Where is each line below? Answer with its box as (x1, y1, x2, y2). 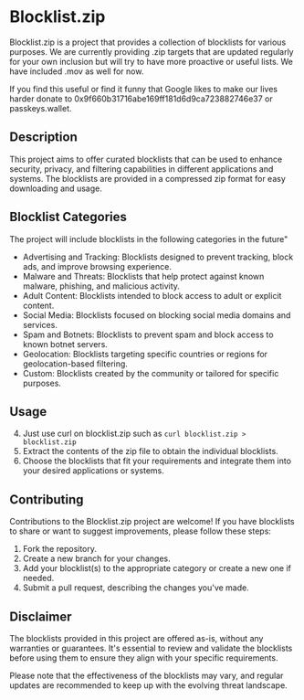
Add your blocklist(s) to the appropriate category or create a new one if (22, 563, 292, 574)
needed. (22, 573, 55, 584)
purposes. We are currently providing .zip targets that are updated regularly (9, 46, 294, 57)
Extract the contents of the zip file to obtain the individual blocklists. (22, 446, 278, 457)
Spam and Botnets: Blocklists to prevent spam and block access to (22, 329, 274, 340)
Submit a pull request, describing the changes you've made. (22, 582, 249, 593)
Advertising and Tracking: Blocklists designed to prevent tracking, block (22, 251, 294, 262)
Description (9, 130, 78, 145)
